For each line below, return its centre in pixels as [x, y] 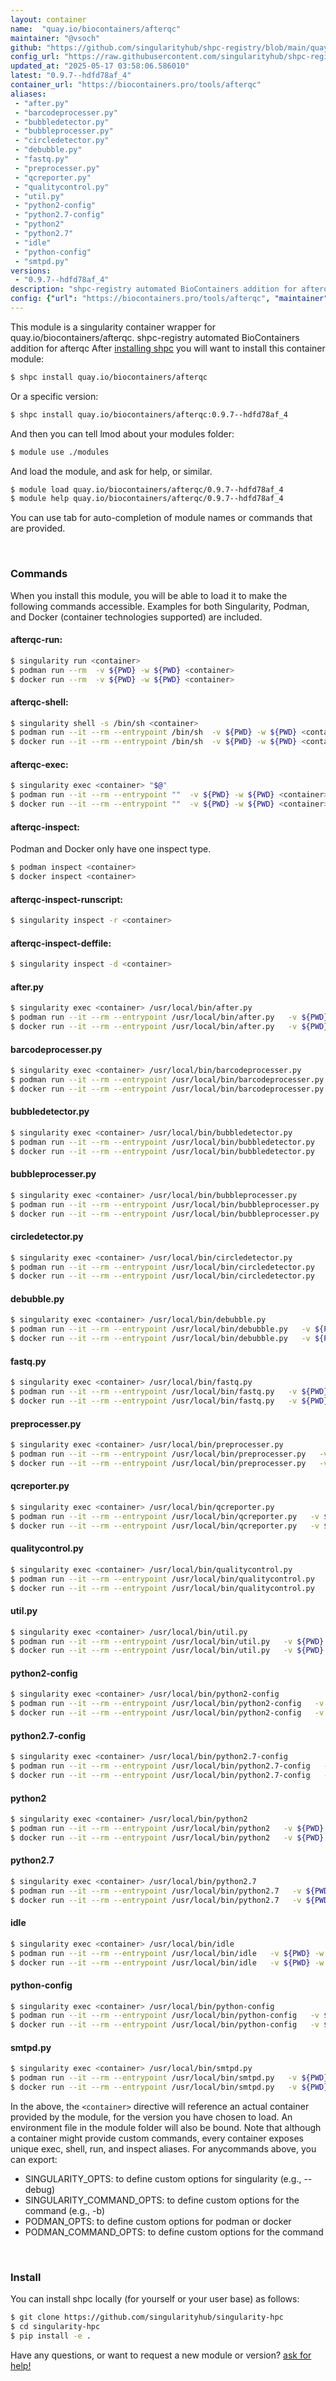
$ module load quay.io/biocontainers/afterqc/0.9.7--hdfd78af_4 [147, 489]
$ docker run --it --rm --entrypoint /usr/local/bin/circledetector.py [162, 1276]
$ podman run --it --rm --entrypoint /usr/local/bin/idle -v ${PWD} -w [167, 1953]
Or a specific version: [54, 396]
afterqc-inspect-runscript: [67, 899]
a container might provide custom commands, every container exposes [157, 2138]
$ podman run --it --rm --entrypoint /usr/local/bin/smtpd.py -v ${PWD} [169, 2078]
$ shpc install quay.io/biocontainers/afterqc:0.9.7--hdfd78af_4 [149, 414]
